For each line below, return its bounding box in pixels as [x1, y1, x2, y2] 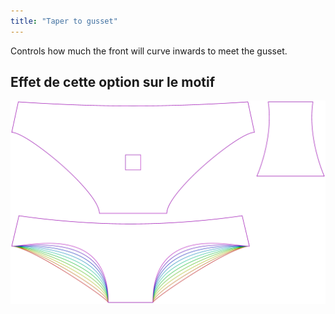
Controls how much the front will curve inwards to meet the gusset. [10, 45, 288, 57]
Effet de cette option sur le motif [10, 74, 216, 91]
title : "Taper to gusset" [10, 16, 118, 26]
